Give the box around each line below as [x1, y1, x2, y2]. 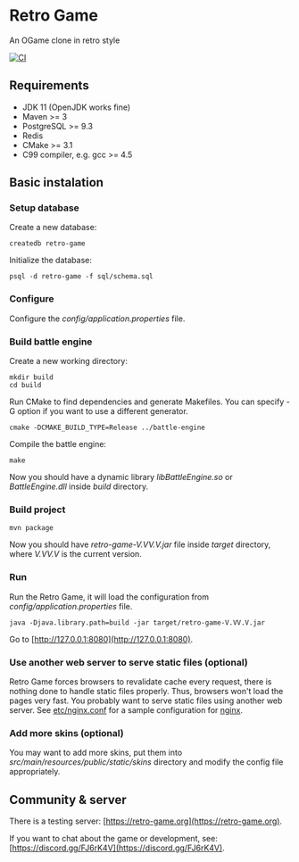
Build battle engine [9, 336, 93, 348]
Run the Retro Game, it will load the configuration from [9, 591, 210, 602]
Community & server [9, 792, 127, 808]
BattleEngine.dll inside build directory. [9, 481, 149, 492]
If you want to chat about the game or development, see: [9, 833, 219, 844]
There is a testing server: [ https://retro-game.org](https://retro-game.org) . [9, 816, 283, 826]
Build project [9, 503, 66, 516]
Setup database [9, 202, 80, 214]
